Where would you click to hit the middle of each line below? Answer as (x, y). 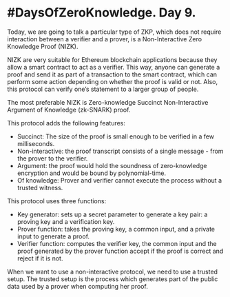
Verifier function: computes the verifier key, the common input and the (117, 243)
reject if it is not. (40, 258)
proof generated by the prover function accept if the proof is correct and (120, 251)
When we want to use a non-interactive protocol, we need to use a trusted (113, 272)
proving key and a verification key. (66, 221)
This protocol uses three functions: (57, 201)
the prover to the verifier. (52, 158)
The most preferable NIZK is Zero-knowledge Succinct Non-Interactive (108, 102)
